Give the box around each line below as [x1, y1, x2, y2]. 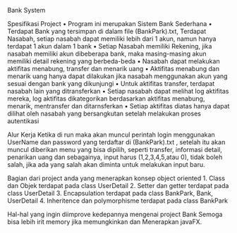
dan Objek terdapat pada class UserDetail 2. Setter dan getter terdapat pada [7, 182, 229, 189]
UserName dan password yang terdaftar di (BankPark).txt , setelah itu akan [7, 138, 226, 146]
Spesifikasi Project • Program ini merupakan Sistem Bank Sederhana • [7, 20, 213, 27]
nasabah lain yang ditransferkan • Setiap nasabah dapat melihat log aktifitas [7, 87, 229, 95]
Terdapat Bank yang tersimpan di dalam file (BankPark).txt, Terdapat [7, 27, 207, 35]
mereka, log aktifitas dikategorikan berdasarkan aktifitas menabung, [7, 94, 205, 103]
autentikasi [7, 117, 39, 125]
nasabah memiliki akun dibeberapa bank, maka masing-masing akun [7, 49, 207, 58]
